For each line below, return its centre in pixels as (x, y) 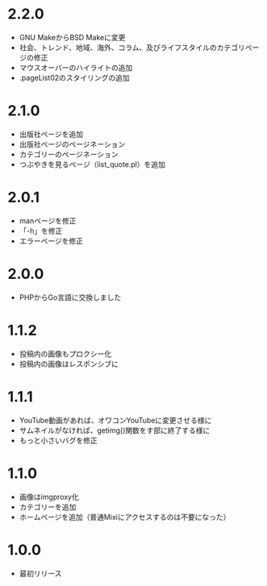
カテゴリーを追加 (48, 507)
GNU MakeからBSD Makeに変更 (72, 37)
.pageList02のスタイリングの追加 (74, 77)
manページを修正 (48, 220)
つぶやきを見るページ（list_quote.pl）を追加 (92, 164)
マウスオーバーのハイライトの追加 (76, 67)
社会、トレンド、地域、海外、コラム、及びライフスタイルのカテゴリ (132, 47)
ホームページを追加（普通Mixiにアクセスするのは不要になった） (125, 517)
